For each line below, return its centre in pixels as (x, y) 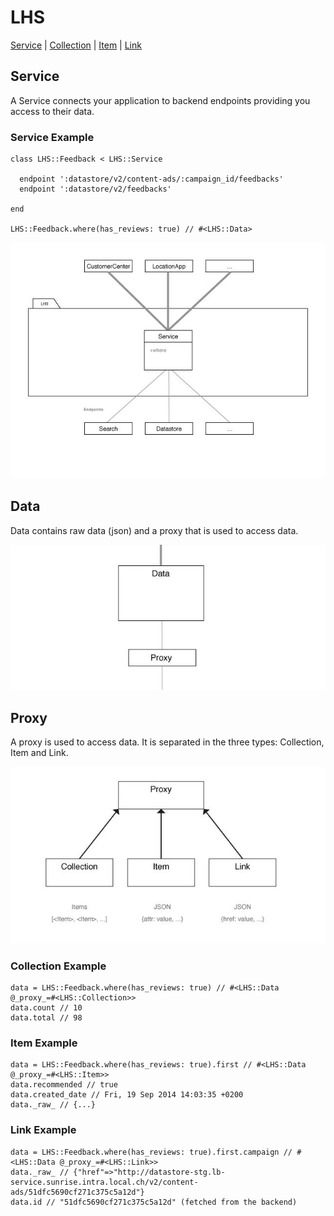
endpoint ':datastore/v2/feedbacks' (95, 189)
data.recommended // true (64, 1085)
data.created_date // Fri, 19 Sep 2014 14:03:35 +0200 (127, 1095)
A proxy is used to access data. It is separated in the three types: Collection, (167, 742)
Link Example (43, 1130)
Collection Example (58, 966)
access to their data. (52, 111)
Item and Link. (39, 752)
